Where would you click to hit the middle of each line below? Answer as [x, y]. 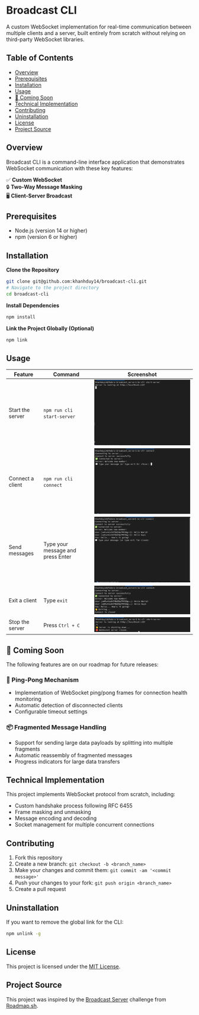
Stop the [19, 622]
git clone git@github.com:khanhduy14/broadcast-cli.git [76, 282]
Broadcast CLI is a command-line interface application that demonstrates [95, 162]
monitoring [28, 699]
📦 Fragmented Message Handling [56, 727]
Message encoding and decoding [56, 818]
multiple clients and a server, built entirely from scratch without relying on [96, 33]
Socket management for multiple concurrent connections [84, 825]
